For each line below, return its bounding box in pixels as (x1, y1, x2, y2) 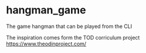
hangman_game (6, 3, 86, 17)
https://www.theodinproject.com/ (6, 40, 87, 47)
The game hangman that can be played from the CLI (6, 23, 133, 30)
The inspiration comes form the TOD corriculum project (6, 34, 140, 41)
